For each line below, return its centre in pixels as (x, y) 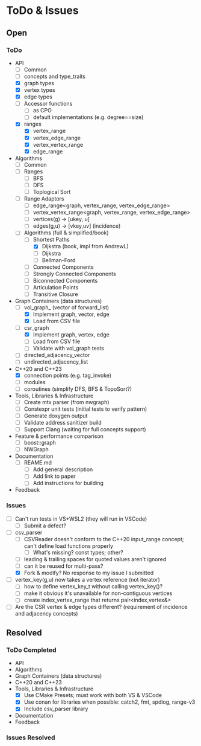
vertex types (39, 90)
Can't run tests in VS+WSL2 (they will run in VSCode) (81, 519)
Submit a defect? (45, 526)
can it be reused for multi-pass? (63, 566)
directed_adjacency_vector (57, 355)
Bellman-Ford (59, 260)
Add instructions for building (68, 483)
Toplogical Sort (52, 191)
